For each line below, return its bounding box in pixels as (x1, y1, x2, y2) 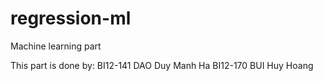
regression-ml (10, 7, 132, 30)
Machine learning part (10, 40, 102, 52)
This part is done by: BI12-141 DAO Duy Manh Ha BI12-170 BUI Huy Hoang (10, 59, 314, 71)
